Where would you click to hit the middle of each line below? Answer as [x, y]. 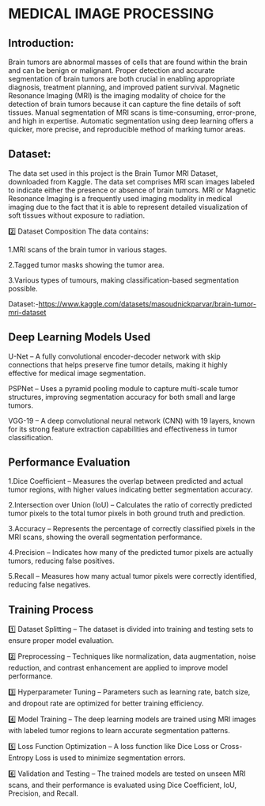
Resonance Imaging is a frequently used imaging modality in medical [120, 198]
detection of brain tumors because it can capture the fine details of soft [125, 104]
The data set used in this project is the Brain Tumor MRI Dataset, [113, 173]
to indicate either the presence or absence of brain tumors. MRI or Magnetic [132, 190]
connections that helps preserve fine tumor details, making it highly [118, 364]
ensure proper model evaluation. [61, 641]
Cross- [231, 747]
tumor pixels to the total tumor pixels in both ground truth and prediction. [127, 513]
